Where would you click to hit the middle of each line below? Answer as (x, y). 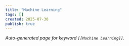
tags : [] (14, 14)
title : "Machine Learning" (34, 10)
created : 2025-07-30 (27, 19)
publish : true (20, 24)
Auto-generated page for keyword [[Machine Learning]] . (65, 38)
